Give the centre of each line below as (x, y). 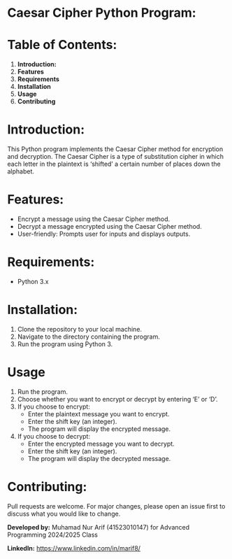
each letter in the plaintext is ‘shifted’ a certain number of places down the (114, 164)
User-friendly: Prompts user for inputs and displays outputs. (104, 234)
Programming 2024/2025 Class (52, 535)
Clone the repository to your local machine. (79, 329)
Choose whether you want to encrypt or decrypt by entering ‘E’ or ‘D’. (117, 399)
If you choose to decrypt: (54, 436)
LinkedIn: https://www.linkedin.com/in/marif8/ (74, 548)
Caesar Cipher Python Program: (102, 13)
